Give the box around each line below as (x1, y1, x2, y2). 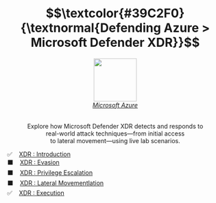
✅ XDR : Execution (7, 189, 64, 197)
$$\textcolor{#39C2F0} (45, 6, 185, 21)
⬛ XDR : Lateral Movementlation (7, 179, 104, 187)
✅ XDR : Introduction (7, 150, 71, 158)
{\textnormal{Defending (20, 20, 161, 36)
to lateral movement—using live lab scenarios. (50, 137, 180, 145)
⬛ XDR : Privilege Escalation (7, 169, 93, 177)
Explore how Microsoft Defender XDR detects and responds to (27, 122, 204, 131)
